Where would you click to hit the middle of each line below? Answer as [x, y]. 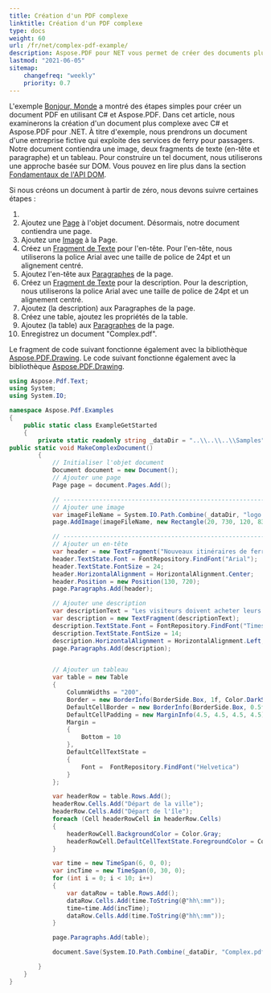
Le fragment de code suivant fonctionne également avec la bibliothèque [128, 349]
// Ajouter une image [88, 507]
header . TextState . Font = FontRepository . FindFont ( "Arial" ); [155, 559]
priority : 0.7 [47, 83]
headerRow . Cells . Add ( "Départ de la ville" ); [128, 804]
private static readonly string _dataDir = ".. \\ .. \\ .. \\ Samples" [152, 440]
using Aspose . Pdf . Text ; [49, 381]
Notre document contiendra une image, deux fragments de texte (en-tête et [134, 149]
